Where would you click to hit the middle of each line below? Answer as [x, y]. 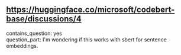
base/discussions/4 [44, 19]
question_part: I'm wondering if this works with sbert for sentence [87, 39]
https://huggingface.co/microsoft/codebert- [90, 10]
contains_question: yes [34, 33]
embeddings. [22, 46]
